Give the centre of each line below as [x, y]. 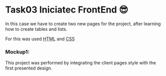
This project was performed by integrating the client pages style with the [81, 63]
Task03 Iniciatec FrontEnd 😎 [67, 10]
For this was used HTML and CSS [40, 39]
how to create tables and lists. [36, 29]
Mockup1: [17, 52]
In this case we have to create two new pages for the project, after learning [83, 24]
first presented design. [29, 68]
